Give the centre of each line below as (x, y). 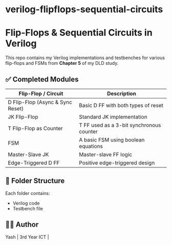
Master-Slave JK (28, 154)
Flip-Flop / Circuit (41, 93)
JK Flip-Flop (23, 117)
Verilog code (26, 203)
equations (91, 146)
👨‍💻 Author (22, 225)
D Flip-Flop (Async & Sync (40, 102)
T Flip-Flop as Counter (35, 128)
